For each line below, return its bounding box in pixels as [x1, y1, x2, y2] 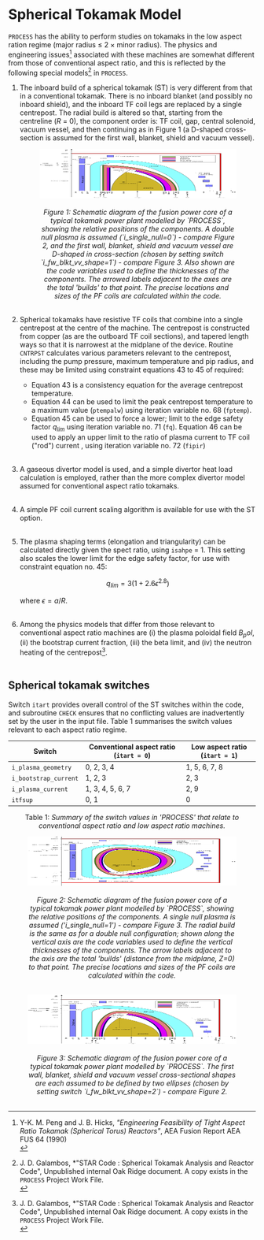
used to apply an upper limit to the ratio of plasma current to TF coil [31, 433, 250, 442]
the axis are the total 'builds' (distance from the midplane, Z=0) [28, 953, 235, 963]
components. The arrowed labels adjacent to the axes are [43, 274, 233, 284]
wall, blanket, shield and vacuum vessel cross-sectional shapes [28, 1070, 236, 1079]
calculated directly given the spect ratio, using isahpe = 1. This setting [19, 545, 246, 555]
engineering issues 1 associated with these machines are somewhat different [8, 48, 255, 59]
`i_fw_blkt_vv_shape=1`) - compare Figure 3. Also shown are [40, 258, 236, 267]
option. [19, 514, 43, 523]
